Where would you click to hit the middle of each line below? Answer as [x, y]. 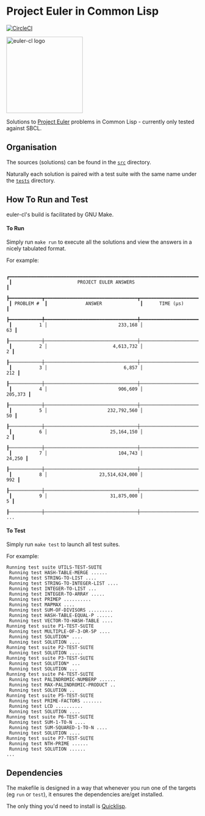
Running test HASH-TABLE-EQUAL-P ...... [61, 615]
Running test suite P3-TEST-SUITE [50, 658]
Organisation [31, 148]
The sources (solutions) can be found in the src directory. [79, 162]
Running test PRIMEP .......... [50, 599]
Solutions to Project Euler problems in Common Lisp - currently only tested [100, 122]
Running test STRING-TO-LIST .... [53, 578]
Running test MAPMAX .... [42, 605]
